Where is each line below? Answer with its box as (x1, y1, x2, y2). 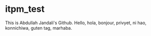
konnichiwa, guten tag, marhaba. (5, 25, 72, 31)
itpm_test (5, 3, 45, 15)
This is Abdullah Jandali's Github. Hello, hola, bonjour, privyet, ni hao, (5, 20, 147, 26)
